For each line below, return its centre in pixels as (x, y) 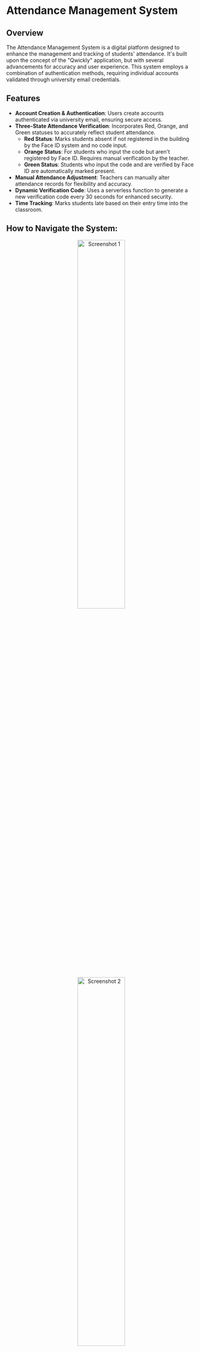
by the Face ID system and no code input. (76, 145)
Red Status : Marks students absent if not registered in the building (107, 139)
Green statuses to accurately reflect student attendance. (85, 132)
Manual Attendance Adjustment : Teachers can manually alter (92, 177)
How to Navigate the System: (62, 228)
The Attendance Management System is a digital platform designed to (93, 47)
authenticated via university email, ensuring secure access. (89, 119)
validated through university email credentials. (64, 80)
